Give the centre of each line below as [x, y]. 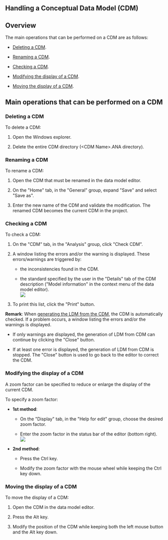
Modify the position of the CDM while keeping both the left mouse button [88, 527]
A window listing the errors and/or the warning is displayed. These [81, 254]
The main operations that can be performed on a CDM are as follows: [77, 38]
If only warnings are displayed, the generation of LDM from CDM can [84, 334]
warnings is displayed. [28, 325]
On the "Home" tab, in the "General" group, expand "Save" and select [85, 190]
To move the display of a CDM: [37, 498]
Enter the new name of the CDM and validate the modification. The [81, 205]
